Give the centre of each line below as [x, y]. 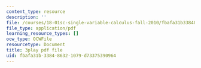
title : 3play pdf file [34, 50]
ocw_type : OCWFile [29, 39]
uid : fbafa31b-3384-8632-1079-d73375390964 [61, 56]
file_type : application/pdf [41, 28]
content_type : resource [36, 12]
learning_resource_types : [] [42, 34]
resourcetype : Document [36, 45]
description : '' [26, 17]
